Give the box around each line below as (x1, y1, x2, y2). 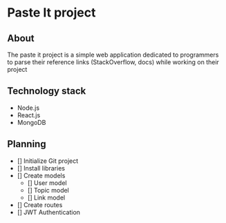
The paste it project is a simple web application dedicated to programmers (7, 50, 219, 59)
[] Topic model (27, 186, 69, 194)
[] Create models (17, 171, 66, 180)
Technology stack (7, 85, 86, 97)
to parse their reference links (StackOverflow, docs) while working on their (7, 58, 220, 66)
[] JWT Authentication (17, 208, 81, 216)
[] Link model (27, 193, 66, 202)
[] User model (27, 178, 67, 187)
